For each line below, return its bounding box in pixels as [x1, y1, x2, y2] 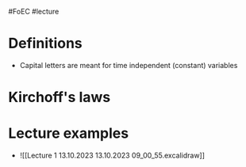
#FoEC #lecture [8, 7, 60, 16]
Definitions [8, 35, 83, 52]
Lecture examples [8, 124, 129, 142]
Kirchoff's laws [8, 89, 111, 106]
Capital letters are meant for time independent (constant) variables [19, 60, 238, 70]
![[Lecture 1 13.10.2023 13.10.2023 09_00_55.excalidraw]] [19, 150, 205, 161]
